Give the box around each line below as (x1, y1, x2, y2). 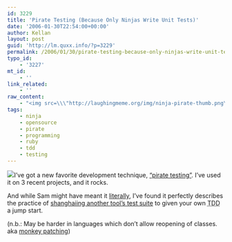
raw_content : (7, 94, 45, 101)
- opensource (19, 119, 57, 126)
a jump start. (7, 206, 43, 214)
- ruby (19, 139, 39, 145)
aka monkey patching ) (7, 227, 70, 235)
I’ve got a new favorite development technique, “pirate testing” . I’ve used (14, 170, 221, 179)
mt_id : (7, 68, 26, 74)
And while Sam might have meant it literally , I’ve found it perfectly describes (7, 191, 223, 200)
